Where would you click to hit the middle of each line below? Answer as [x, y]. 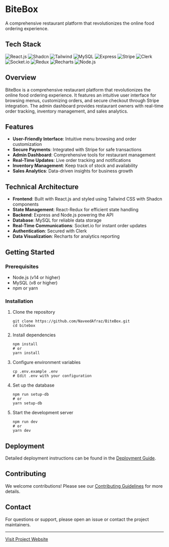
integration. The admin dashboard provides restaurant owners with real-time [84, 106]
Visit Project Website [27, 539]
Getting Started [30, 252]
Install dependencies [34, 335]
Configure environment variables [47, 362]
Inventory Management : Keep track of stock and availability [75, 166]
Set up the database [33, 385]
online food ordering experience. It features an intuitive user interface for [81, 95]
